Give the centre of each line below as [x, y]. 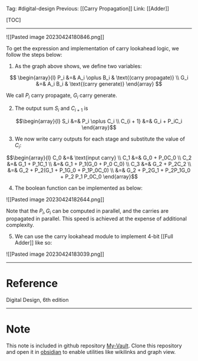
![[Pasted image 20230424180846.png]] [55, 37]
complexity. [20, 225]
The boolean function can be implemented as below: [79, 188]
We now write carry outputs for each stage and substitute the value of [100, 139]
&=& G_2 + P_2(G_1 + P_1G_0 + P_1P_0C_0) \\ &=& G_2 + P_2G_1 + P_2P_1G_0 [99, 170]
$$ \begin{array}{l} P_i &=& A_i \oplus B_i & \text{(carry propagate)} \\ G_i [99, 77]
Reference [32, 284]
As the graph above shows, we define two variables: [78, 66]
